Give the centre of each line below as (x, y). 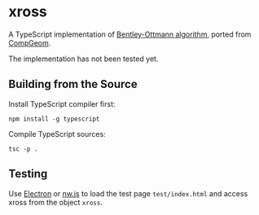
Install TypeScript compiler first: (62, 103)
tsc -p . (23, 149)
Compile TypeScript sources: (57, 134)
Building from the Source (73, 84)
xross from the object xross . (56, 202)
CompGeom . (30, 42)
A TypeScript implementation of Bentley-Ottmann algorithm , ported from (130, 34)
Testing (28, 174)
